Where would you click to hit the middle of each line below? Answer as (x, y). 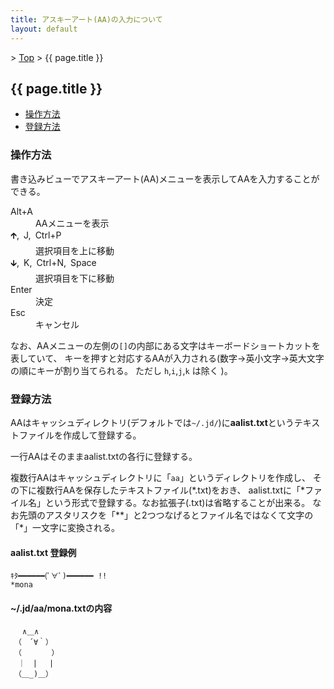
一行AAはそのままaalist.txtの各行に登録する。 (104, 456)
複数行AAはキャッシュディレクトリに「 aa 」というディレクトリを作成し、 (160, 477)
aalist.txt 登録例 (43, 552)
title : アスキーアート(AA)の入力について (86, 19)
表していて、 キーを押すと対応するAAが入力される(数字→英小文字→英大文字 (167, 358)
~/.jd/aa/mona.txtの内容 (61, 608)
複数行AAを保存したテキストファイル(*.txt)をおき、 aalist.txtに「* (171, 490)
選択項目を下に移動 (75, 278)
